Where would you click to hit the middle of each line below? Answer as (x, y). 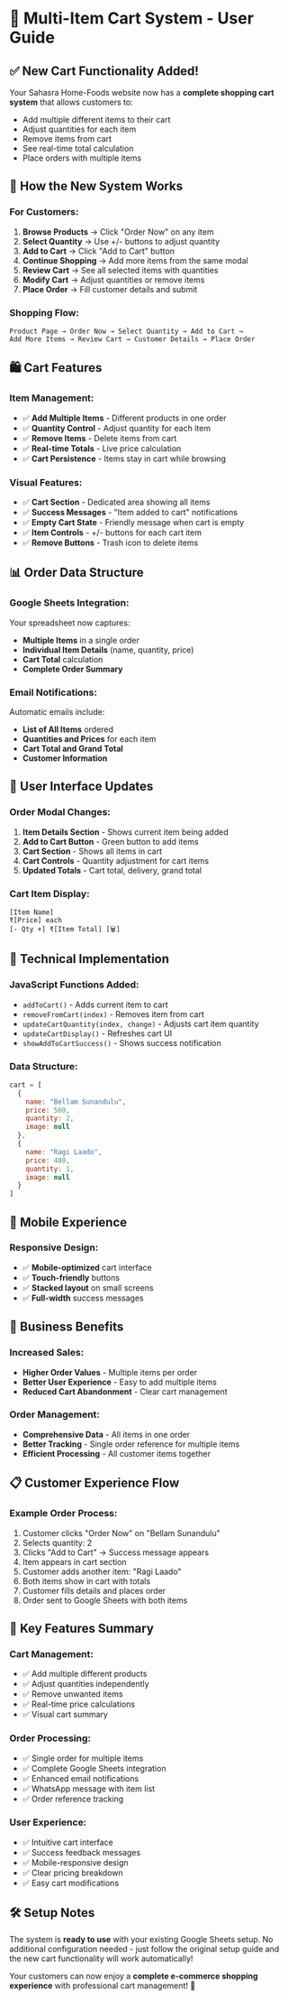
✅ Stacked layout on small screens (88, 1287)
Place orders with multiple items (82, 158)
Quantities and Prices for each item (89, 738)
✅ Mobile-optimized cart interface (87, 1267)
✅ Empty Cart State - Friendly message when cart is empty (133, 522)
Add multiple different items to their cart (96, 120)
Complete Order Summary (72, 669)
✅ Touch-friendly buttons (71, 1277)
